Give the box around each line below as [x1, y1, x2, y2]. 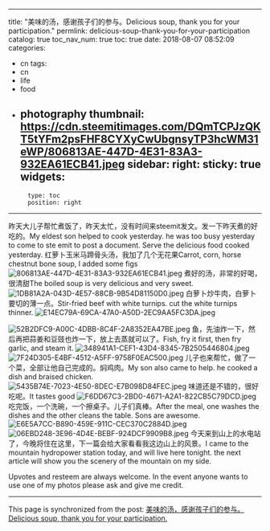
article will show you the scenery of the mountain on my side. [8, 455, 211, 466]
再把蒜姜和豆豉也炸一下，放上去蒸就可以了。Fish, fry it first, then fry [14, 334, 242, 344]
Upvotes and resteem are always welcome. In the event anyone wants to [8, 472, 248, 481]
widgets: [19, 170, 66, 184]
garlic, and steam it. [8, 343, 74, 353]
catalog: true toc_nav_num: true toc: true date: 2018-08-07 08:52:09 [8, 35, 235, 44]
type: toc [27, 191, 60, 199]
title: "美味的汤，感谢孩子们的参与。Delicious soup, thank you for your [8, 17, 240, 27]
